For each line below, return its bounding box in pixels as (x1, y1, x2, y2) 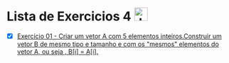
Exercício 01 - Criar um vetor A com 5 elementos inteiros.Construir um (16, 32, 222, 40)
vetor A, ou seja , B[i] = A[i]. (16, 47, 99, 56)
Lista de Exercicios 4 (6, 8, 132, 25)
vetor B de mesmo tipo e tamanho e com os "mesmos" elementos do (16, 40, 220, 48)
